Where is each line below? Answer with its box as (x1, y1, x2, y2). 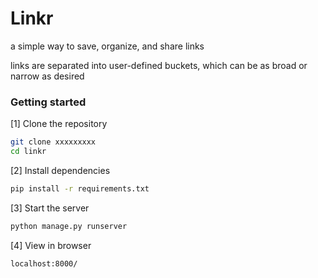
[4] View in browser (10, 239, 92, 251)
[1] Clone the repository (10, 118, 108, 130)
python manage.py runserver (10, 221, 128, 231)
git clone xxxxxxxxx (10, 137, 97, 147)
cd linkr (10, 147, 47, 157)
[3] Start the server (10, 202, 90, 214)
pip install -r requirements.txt (10, 183, 150, 194)
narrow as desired (10, 70, 85, 82)
